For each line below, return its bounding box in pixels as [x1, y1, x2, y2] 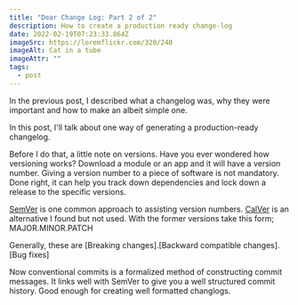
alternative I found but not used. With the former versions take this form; [9, 213, 274, 223]
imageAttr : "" [9, 54, 62, 63]
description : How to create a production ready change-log [9, 21, 233, 30]
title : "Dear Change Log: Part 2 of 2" [9, 12, 157, 22]
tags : [9, 63, 29, 72]
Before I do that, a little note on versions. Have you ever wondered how [9, 148, 270, 159]
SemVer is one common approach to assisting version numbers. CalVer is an [9, 204, 289, 214]
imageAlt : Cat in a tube [9, 46, 101, 55]
